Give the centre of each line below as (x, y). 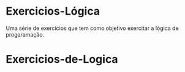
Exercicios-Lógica (53, 11)
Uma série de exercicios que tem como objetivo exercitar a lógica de (92, 28)
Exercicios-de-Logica (62, 59)
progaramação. (25, 34)
